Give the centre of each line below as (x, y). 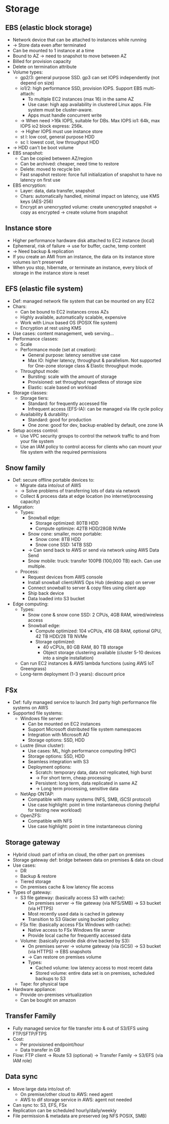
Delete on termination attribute (45, 67)
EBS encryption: (29, 185)
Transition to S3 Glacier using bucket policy (73, 919)
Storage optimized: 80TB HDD (67, 523)
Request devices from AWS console (65, 577)
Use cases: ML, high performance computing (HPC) (82, 751)
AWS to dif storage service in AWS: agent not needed (76, 1100)
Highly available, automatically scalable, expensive (73, 317)
